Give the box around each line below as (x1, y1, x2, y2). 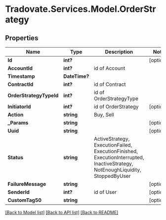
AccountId (7, 65, 33, 71)
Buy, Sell (93, 111, 115, 118)
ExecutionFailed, (93, 142, 132, 148)
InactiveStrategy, (93, 160, 133, 167)
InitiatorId (7, 103, 31, 110)
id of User (93, 189, 117, 195)
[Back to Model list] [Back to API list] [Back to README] (5, 210, 119, 215)
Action (7, 111, 24, 118)
